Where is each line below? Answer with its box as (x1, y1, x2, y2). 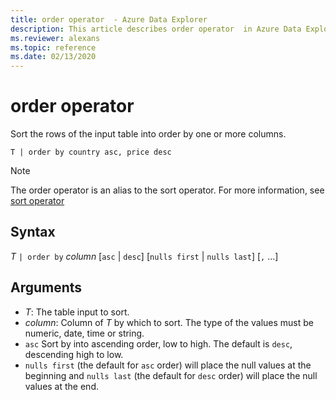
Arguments (10, 279, 83, 296)
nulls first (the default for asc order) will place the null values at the (24, 359, 312, 371)
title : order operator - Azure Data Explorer (10, 14, 208, 25)
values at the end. (24, 380, 99, 392)
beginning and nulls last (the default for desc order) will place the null (24, 369, 318, 381)
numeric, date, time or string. (24, 327, 145, 339)
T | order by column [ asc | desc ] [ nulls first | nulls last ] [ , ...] (10, 250, 279, 262)
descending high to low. (24, 348, 124, 360)
